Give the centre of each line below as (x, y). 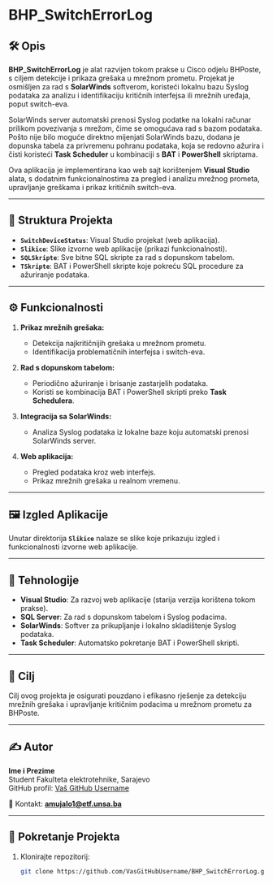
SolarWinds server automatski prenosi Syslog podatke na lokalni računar (130, 120)
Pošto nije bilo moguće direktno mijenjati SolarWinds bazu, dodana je (124, 137)
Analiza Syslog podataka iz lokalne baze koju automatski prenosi (141, 431)
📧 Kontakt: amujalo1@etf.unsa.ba (65, 804)
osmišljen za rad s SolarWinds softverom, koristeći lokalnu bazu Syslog (129, 87)
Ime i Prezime (32, 770)
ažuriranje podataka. (54, 275)
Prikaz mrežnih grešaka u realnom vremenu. (106, 480)
